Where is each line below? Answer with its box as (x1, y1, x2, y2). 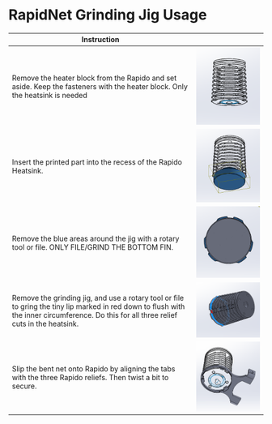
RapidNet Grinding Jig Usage (8, 6, 207, 24)
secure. (11, 381, 37, 391)
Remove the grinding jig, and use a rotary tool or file (11, 293, 185, 302)
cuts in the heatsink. (11, 319, 79, 328)
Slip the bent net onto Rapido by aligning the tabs (11, 364, 176, 374)
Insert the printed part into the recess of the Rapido (11, 156, 182, 167)
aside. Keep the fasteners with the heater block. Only (11, 82, 189, 92)
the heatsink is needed (11, 91, 87, 101)
